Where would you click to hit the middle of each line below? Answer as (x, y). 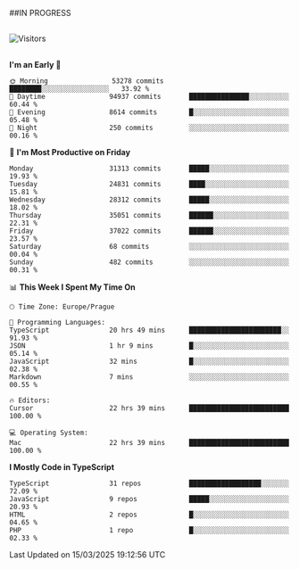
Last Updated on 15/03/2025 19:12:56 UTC (87, 554)
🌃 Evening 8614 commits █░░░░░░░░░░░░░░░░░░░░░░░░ (149, 112)
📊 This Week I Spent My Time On (72, 287)
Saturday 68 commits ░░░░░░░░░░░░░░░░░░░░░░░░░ (149, 246)
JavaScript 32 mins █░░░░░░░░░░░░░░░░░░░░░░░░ (149, 361)
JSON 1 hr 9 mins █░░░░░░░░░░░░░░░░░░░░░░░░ (149, 346)
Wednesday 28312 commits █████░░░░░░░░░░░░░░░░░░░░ (149, 200)
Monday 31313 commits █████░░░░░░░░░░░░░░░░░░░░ (149, 169)
